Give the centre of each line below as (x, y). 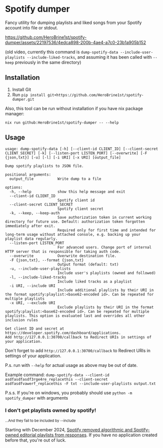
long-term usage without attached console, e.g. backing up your (73, 234)
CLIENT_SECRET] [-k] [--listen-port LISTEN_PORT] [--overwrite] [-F (76, 153)
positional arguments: (28, 175)
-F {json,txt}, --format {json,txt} (47, 260)
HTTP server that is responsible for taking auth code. (63, 251)
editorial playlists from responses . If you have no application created (89, 435)
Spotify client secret (81, 209)
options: (14, 187)
